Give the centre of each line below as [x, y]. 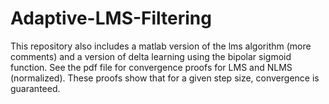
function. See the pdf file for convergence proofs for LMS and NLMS [151, 67]
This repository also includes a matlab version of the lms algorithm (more [161, 46]
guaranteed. [35, 88]
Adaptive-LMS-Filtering [111, 18]
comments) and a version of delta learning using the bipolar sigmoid [151, 56]
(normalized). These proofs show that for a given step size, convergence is [165, 78]
